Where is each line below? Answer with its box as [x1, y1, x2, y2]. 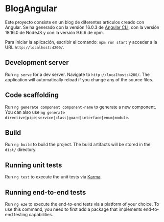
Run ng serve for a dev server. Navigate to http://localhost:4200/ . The [5, 72, 150, 77]
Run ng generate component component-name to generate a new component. [5, 104, 157, 110]
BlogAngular [5, 3, 57, 14]
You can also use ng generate [5, 109, 65, 115]
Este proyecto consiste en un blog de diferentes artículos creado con [5, 19, 144, 25]
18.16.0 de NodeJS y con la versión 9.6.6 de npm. [5, 29, 104, 35]
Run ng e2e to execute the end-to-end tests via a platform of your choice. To [5, 201, 160, 207]
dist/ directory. [5, 147, 37, 152]
